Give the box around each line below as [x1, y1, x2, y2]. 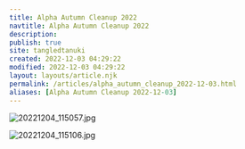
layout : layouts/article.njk [9, 71, 118, 80]
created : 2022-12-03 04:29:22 [9, 54, 122, 63]
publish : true [9, 37, 62, 47]
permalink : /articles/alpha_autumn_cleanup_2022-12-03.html [9, 79, 238, 88]
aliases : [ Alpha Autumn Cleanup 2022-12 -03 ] [9, 87, 177, 96]
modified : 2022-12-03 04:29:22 [9, 63, 126, 72]
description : [9, 29, 58, 38]
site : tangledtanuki [9, 46, 86, 55]
